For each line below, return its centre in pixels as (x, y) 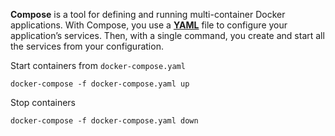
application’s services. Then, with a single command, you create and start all (167, 35)
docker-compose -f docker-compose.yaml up (100, 84)
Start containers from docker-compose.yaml (98, 65)
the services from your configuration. (87, 46)
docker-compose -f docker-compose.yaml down (104, 121)
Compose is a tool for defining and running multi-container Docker (148, 14)
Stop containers (43, 102)
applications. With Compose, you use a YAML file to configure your (149, 25)
